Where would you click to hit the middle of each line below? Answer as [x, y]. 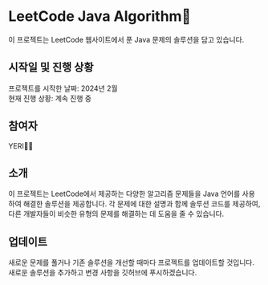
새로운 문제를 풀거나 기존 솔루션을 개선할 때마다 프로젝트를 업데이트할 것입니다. [132, 263]
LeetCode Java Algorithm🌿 [99, 16]
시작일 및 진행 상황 [51, 67]
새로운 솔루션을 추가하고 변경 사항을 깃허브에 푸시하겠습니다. [103, 273]
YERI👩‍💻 [21, 146]
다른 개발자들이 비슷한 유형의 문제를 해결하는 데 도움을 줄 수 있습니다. [116, 214]
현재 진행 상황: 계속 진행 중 [50, 98]
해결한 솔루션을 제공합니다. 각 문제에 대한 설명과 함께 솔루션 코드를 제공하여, [142, 204]
